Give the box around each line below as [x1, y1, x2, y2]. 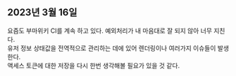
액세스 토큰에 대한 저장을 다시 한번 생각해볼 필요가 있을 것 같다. [7, 61, 180, 70]
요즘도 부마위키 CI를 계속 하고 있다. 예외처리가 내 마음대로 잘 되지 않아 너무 [7, 26, 213, 35]
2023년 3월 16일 [7, 6, 77, 19]
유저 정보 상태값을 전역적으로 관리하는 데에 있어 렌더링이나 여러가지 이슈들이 [7, 44, 216, 52]
